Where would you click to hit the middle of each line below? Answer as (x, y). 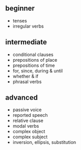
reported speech (30, 115)
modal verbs (26, 126)
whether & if (25, 76)
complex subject (30, 137)
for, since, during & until (37, 70)
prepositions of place (35, 60)
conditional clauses (33, 54)
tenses (20, 20)
